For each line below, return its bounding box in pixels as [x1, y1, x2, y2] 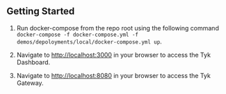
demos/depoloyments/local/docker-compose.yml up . [16, 37, 163, 46]
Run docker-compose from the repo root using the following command [16, 23, 220, 32]
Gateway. [16, 79, 44, 87]
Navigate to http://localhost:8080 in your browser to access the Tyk [16, 71, 211, 79]
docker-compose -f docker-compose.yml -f [16, 31, 138, 38]
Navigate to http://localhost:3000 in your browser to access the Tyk [16, 50, 211, 59]
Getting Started [6, 6, 75, 17]
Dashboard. [16, 58, 51, 66]
